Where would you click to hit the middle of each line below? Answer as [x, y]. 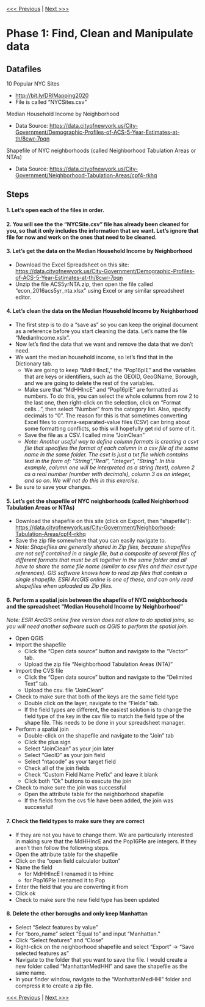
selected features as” [42, 953]
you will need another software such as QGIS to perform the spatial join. [97, 626]
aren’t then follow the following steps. [62, 848]
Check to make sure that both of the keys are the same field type [97, 697]
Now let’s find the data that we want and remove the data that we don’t [104, 344]
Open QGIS [29, 639]
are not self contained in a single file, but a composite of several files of [106, 554]
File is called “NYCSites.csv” [51, 102]
